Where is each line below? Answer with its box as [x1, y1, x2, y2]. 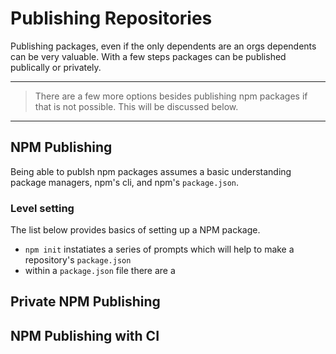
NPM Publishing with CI [10, 327, 160, 344]
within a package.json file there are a [24, 265, 176, 277]
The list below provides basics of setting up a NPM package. [10, 224, 261, 236]
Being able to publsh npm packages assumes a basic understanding [10, 165, 292, 177]
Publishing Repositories [10, 7, 213, 30]
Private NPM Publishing [10, 293, 161, 311]
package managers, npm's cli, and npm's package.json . [10, 176, 240, 188]
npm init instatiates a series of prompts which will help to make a [24, 243, 295, 256]
